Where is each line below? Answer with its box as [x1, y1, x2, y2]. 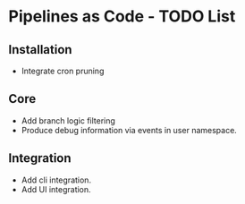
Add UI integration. [21, 183, 91, 194]
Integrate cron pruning [21, 65, 105, 76]
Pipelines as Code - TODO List [8, 6, 236, 27]
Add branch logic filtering [21, 115, 115, 126]
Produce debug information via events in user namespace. [21, 124, 238, 135]
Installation [8, 42, 72, 57]
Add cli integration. [21, 174, 91, 185]
